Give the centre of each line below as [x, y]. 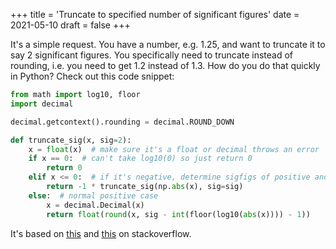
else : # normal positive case [93, 195]
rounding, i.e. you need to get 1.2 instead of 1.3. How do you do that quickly [165, 65]
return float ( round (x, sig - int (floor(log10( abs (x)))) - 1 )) [178, 214]
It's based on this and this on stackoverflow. [101, 233]
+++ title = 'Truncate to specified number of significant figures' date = [155, 14]
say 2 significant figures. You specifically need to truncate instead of [152, 55]
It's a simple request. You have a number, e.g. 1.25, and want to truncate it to [168, 44]
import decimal [42, 104]
